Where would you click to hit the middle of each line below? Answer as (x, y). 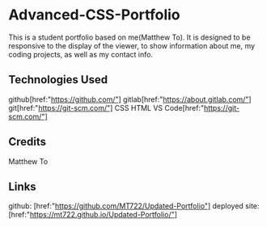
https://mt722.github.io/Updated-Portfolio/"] (104, 215)
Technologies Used (58, 80)
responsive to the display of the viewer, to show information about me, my (132, 45)
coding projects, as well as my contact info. (81, 54)
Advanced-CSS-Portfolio (94, 15)
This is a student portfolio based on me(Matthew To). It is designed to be (129, 37)
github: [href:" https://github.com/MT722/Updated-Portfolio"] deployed (126, 206)
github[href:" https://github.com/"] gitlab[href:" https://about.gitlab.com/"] (130, 99)
